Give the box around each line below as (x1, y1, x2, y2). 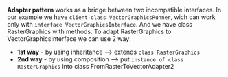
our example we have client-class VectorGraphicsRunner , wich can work (7, 13, 216, 21)
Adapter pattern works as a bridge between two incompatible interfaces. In (7, 6, 222, 14)
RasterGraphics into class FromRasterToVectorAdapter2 (16, 63, 174, 70)
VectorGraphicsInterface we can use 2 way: (7, 35, 132, 43)
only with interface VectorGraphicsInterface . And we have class (7, 20, 193, 28)
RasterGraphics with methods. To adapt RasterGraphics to (7, 27, 172, 35)
